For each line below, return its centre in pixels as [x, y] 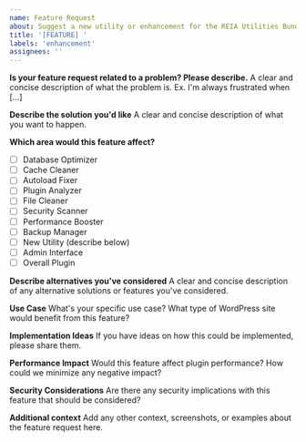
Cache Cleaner [51, 170]
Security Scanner [55, 211]
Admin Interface [53, 252]
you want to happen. [48, 125]
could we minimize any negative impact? [86, 372]
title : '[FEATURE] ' [49, 35]
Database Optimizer [60, 159]
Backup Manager [55, 231]
